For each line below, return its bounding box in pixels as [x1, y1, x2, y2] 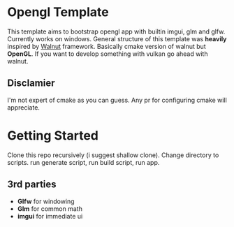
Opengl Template [7, 4, 110, 20]
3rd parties [7, 179, 57, 191]
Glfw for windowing [17, 197, 75, 205]
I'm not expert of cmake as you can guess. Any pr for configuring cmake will [7, 96, 227, 104]
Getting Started [7, 127, 99, 143]
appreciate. [7, 103, 41, 112]
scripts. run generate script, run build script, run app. [7, 158, 160, 166]
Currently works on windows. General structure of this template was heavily [7, 34, 227, 43]
